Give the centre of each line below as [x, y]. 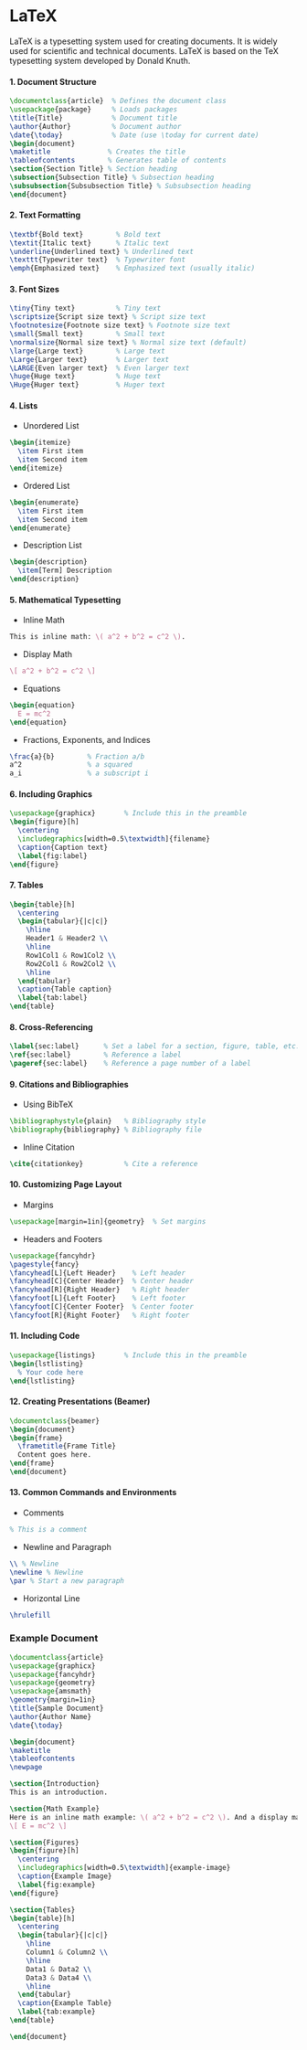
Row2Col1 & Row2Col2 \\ [71, 964]
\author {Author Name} [51, 1716]
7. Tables [26, 885]
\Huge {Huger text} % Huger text [88, 385]
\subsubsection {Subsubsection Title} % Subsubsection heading [130, 186]
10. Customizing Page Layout [66, 1184]
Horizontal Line [51, 1598]
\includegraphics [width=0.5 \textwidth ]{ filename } [114, 839]
